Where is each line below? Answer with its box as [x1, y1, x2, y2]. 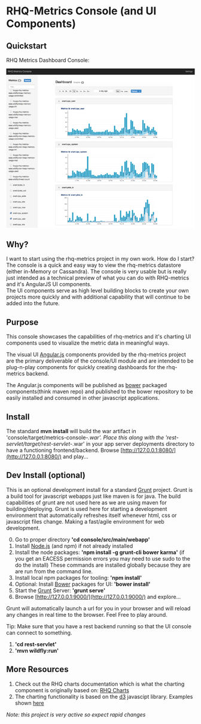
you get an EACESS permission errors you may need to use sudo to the [14, 555, 190, 562]
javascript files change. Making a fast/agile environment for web [6, 518, 165, 525]
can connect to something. [6, 629, 72, 636]
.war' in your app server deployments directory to [72, 440, 194, 447]
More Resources [6, 664, 69, 674]
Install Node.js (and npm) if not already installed [14, 542, 133, 549]
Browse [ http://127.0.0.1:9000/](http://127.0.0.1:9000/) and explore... [14, 593, 181, 600]
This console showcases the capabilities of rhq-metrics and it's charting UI [6, 333, 191, 340]
